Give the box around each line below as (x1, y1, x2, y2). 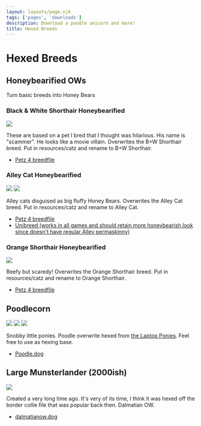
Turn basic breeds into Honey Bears (6, 92, 95, 99)
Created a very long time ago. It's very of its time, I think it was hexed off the (6, 395, 195, 402)
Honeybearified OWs (6, 75, 86, 86)
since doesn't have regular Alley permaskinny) (14, 228, 130, 235)
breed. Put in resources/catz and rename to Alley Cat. (6, 203, 139, 211)
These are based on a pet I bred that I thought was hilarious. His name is (6, 131, 185, 139)
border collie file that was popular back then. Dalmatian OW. (6, 401, 155, 409)
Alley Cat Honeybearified (6, 171, 82, 180)
